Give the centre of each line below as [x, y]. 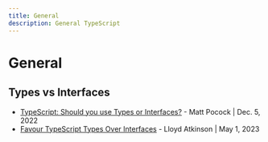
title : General [34, 16]
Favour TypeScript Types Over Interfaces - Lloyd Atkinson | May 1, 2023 [140, 128]
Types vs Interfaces [59, 93]
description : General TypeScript [64, 23]
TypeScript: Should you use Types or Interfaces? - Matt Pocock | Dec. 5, [140, 112]
